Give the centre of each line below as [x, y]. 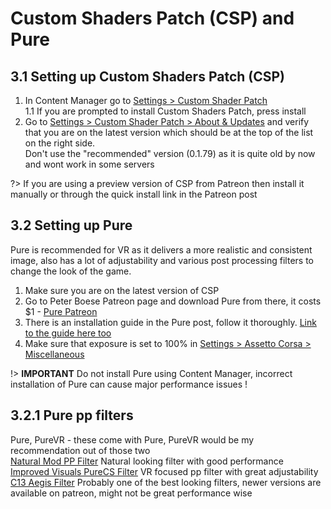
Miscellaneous [54, 354]
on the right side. [60, 143]
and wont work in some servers [89, 164]
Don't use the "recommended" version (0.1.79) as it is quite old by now [170, 153]
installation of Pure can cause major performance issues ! [129, 384]
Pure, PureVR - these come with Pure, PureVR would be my [132, 439]
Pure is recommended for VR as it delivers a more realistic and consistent [161, 249]
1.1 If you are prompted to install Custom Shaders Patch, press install [165, 111]
